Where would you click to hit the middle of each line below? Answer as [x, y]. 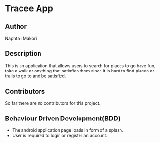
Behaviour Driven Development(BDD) [63, 119]
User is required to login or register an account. [60, 136]
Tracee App [29, 9]
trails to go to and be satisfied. [36, 76]
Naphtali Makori [21, 38]
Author [16, 27]
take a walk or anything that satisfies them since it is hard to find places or [80, 71]
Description [23, 54]
